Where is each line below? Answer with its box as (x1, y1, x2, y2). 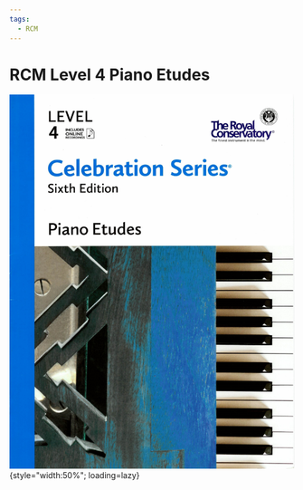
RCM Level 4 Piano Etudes (9, 64, 211, 85)
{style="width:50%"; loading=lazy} (9, 470, 140, 481)
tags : (9, 14, 30, 24)
